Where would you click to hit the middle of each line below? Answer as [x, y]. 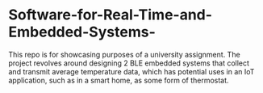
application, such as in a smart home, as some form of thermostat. [119, 80]
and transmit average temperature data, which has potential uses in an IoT [131, 71]
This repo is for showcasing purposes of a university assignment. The [124, 54]
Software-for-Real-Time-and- [110, 15]
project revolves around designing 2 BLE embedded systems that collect [129, 63]
